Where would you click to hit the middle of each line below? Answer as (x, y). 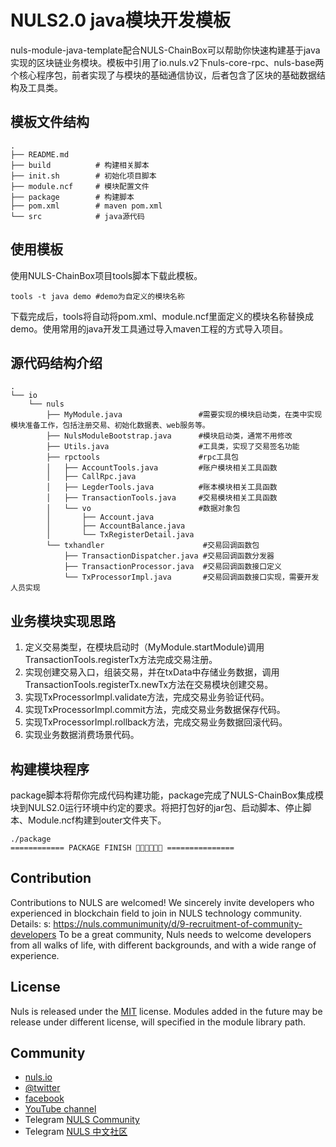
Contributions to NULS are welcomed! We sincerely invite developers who (162, 902)
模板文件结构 (50, 122)
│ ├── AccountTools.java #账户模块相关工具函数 (162, 468)
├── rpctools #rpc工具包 (142, 457)
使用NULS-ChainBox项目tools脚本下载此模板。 (106, 275)
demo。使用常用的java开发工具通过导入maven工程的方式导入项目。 (149, 328)
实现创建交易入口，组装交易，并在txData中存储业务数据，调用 (152, 672)
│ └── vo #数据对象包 (143, 509)
